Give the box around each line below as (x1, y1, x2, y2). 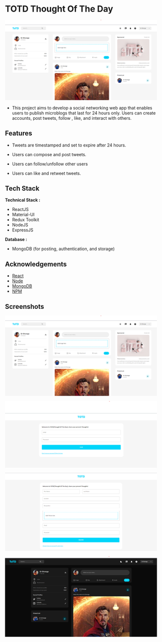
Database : (5, 237, 27, 242)
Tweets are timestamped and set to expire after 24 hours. (12, 142, 126, 148)
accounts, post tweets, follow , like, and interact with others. (12, 115, 132, 121)
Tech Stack (5, 184, 40, 193)
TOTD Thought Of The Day (5, 3, 113, 15)
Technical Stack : (5, 197, 40, 203)
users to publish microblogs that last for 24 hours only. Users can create (12, 110, 156, 116)
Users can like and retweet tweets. (12, 170, 81, 176)
